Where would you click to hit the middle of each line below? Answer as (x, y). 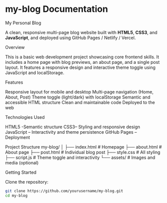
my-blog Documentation (57, 9)
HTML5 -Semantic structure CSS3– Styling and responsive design (73, 127)
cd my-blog (16, 196)
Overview (15, 47)
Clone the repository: (27, 182)
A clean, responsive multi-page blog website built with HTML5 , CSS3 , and (81, 32)
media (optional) (22, 162)
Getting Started (21, 172)
